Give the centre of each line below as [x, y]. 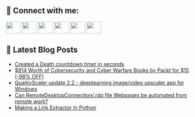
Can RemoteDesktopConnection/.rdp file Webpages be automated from [101, 95]
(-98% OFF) [29, 76]
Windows [26, 89]
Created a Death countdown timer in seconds [69, 64]
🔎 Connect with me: [42, 11]
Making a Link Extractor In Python [55, 107]
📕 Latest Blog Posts [42, 50]
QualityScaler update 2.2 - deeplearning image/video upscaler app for [99, 82]
